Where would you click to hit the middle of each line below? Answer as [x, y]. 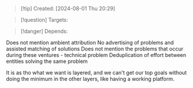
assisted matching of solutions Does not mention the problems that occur [95, 49]
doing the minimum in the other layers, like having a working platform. [90, 79]
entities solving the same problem [47, 61]
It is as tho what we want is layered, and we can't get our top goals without [97, 72]
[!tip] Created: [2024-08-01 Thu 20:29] [68, 9]
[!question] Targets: [44, 20]
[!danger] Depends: [44, 31]
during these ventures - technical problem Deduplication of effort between [96, 55]
